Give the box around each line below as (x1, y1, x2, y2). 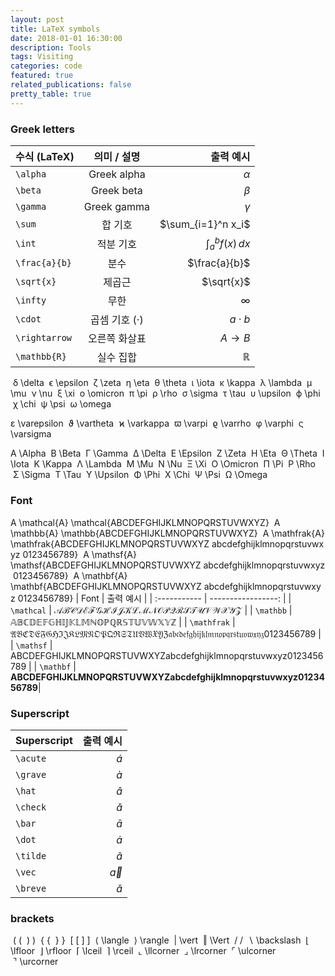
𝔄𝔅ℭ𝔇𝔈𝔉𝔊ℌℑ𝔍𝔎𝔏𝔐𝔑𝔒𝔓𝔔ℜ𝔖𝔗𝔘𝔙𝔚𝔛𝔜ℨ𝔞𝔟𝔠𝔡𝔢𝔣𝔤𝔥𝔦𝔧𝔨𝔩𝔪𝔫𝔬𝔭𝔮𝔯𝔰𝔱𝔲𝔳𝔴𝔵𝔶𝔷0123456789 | (10, 627, 322, 640)
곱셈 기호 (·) (90, 313, 144, 327)
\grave (15, 769, 47, 781)
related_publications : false (10, 80, 132, 90)
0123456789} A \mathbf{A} (12, 569, 128, 581)
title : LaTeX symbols (10, 24, 101, 34)
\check (15, 802, 47, 813)
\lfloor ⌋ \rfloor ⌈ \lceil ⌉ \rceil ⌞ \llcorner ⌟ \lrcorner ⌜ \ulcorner (10, 945, 277, 957)
